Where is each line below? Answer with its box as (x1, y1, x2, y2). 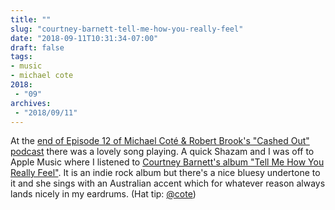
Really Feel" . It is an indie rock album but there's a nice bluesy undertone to (10, 167, 321, 179)
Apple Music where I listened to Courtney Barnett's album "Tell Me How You (10, 156, 325, 168)
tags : (10, 52, 33, 62)
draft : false (10, 42, 65, 53)
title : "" (10, 14, 52, 25)
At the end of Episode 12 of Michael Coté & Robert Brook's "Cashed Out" (10, 135, 310, 147)
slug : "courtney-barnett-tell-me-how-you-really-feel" (10, 24, 244, 34)
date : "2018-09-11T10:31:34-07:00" (10, 33, 159, 43)
